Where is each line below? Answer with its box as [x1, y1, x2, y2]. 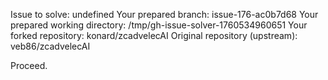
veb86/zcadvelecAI [10, 40, 91, 52]
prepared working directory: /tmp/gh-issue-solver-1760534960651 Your [10, 19, 308, 31]
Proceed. [10, 60, 48, 71]
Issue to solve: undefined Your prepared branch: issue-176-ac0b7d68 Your [10, 9, 319, 20]
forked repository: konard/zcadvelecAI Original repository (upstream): [10, 30, 298, 41]
